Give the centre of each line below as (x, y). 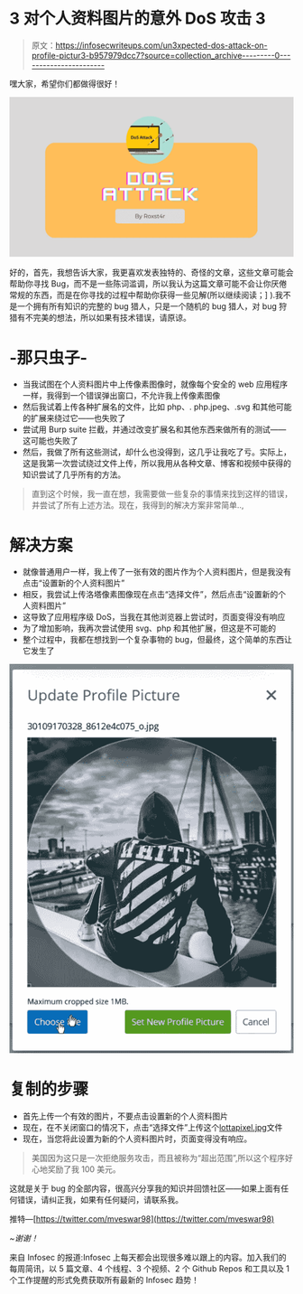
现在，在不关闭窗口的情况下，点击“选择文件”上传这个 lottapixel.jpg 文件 (152, 1127)
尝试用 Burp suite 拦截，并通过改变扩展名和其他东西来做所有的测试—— (154, 429)
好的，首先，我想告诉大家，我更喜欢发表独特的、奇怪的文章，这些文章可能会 (151, 273)
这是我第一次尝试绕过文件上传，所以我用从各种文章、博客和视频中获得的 (156, 464)
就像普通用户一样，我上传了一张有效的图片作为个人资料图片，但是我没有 (156, 572)
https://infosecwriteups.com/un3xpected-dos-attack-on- (161, 45)
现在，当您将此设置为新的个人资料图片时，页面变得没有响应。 (137, 1139)
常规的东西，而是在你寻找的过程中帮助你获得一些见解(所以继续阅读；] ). (142, 295)
